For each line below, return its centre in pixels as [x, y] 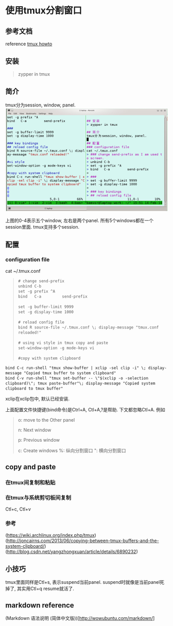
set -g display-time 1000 [46, 312]
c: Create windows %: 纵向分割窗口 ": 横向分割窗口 [72, 450]
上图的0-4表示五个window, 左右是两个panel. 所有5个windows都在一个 [79, 220]
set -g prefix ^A [37, 291]
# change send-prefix [41, 281]
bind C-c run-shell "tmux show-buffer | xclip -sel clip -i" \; [76, 368]
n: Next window [34, 430]
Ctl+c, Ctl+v [18, 509]
